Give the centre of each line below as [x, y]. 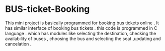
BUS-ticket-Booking [47, 9]
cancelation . [18, 44]
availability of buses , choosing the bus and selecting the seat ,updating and [83, 39]
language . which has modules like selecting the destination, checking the [81, 33]
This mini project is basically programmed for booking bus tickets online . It [82, 23]
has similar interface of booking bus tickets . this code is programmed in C [81, 28]
